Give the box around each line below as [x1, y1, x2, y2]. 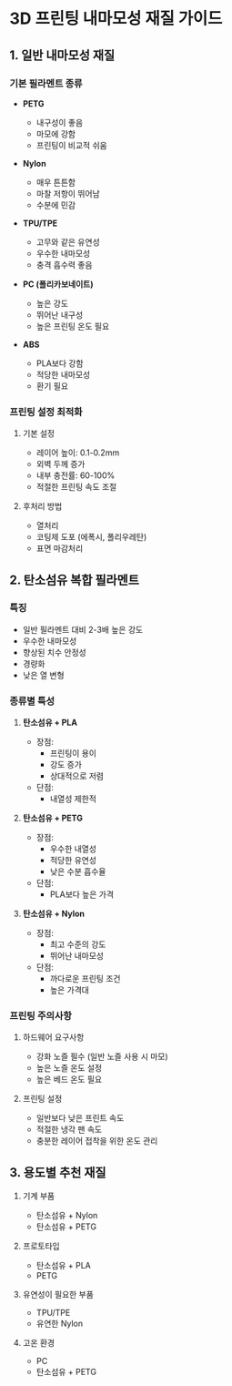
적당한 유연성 [49, 855, 97, 866]
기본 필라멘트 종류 [9, 76, 84, 89]
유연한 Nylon [35, 1318, 84, 1330]
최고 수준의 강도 [49, 939, 106, 950]
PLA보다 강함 [35, 357, 84, 369]
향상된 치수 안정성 [22, 647, 86, 657]
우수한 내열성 [49, 843, 97, 854]
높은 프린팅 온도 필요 [35, 321, 110, 331]
